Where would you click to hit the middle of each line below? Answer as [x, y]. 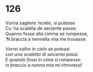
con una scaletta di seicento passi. [42, 54]
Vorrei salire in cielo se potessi [38, 49]
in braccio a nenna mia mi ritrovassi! [44, 65]
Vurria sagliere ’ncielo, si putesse [40, 23]
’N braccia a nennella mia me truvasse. [46, 39]
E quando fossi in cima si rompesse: [43, 59]
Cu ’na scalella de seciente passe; [41, 28]
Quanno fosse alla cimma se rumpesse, [47, 33]
